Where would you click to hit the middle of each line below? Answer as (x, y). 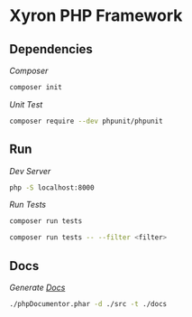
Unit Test (26, 104)
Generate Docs (37, 287)
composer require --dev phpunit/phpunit (87, 121)
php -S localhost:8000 (52, 187)
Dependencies (51, 49)
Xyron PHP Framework (96, 16)
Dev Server (30, 171)
